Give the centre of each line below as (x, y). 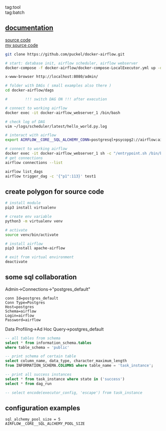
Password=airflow (23, 320)
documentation (29, 28)
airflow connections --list (34, 162)
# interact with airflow (31, 135)
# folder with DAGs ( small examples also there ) (58, 86)
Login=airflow (20, 316)
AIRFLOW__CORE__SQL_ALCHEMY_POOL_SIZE (45, 424)
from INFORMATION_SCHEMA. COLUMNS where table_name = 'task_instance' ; (79, 366)
